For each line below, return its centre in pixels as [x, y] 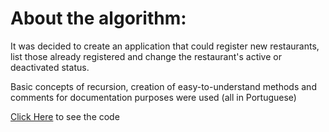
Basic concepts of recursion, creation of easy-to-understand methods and [163, 86]
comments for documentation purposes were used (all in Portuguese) [153, 97]
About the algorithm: [98, 18]
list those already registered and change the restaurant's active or [146, 56]
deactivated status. [50, 67]
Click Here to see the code [65, 116]
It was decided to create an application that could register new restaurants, [165, 46]
